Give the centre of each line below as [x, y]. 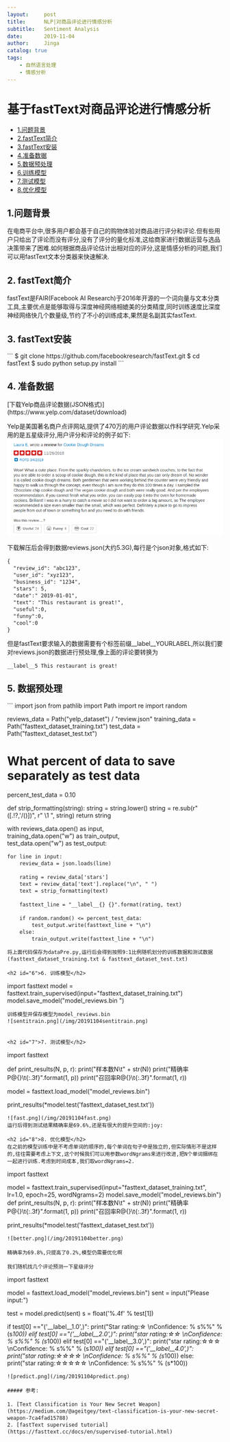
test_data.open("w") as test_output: [57, 843]
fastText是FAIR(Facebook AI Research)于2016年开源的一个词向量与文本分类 [114, 298]
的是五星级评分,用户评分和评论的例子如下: [72, 435]
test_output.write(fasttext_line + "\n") [92, 925]
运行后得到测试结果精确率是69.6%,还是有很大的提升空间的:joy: [85, 1125]
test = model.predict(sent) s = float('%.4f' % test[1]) [80, 1313]
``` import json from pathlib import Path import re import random [97, 706]
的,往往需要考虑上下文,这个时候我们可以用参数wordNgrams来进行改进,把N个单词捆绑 [110, 1154]
